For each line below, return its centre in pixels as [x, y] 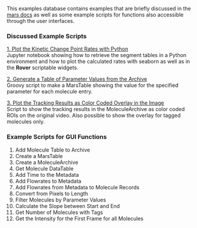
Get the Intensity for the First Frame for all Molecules [79, 218]
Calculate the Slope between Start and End [68, 206]
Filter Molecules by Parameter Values [60, 200]
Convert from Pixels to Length [52, 193]
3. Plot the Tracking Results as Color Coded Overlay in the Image [86, 103]
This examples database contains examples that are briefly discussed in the [99, 9]
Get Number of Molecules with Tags [59, 212]
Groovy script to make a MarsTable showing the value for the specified [93, 85]
